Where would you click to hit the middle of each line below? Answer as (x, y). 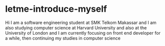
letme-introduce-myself (56, 9)
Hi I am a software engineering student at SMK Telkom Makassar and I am (81, 23)
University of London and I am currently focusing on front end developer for (83, 33)
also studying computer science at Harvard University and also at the (76, 27)
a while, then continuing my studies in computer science (63, 38)
